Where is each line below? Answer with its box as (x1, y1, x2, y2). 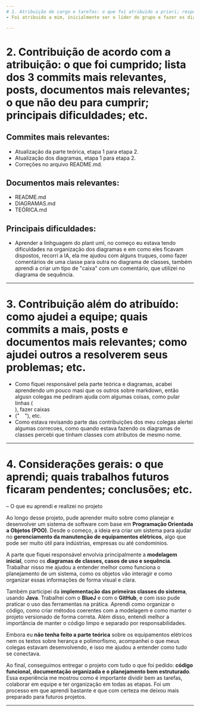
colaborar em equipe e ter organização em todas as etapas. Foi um (6, 680, 171, 688)
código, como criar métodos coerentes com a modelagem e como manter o (6, 607, 192, 614)
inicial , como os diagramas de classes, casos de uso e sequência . (6, 558, 171, 564)
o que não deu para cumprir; (6, 96, 149, 109)
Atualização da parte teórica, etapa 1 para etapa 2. (14, 148, 139, 155)
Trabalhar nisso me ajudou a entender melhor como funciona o (6, 564, 161, 571)
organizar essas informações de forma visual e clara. (6, 576, 136, 583)
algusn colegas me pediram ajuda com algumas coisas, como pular (14, 393, 180, 400)
